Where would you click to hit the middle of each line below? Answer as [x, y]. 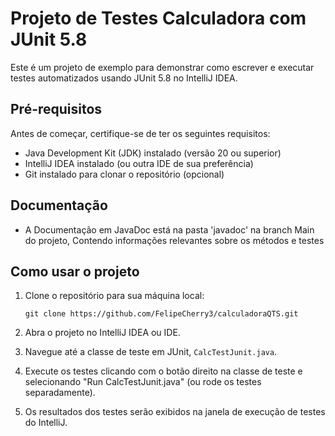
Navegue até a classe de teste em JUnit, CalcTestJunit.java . [151, 352]
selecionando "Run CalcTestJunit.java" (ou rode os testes [143, 382]
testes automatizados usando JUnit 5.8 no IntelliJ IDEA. [124, 78]
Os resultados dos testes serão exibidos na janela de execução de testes [175, 412]
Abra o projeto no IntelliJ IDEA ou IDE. [102, 333]
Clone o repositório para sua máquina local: [114, 296]
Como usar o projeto [75, 271]
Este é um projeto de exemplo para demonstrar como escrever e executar [162, 67]
